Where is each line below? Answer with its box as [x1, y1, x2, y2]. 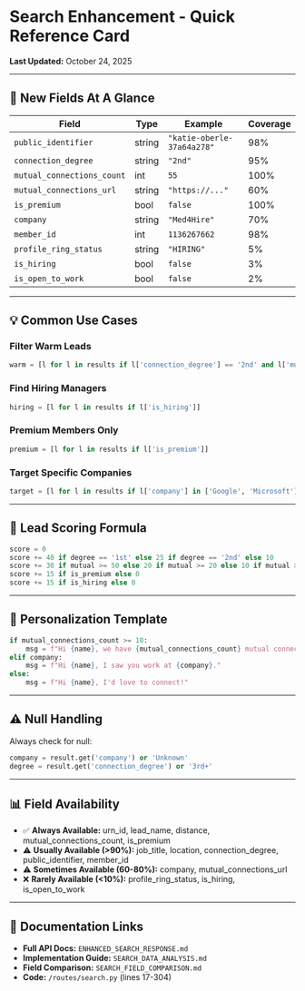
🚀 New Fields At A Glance [9, 91, 155, 106]
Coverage [248, 117, 291, 130]
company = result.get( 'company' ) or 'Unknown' [9, 753, 189, 762]
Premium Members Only [9, 424, 119, 437]
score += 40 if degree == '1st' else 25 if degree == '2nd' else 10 [9, 553, 274, 562]
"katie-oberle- [167, 132, 233, 142]
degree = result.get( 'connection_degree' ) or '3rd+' [9, 761, 213, 770]
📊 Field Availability [9, 797, 120, 812]
